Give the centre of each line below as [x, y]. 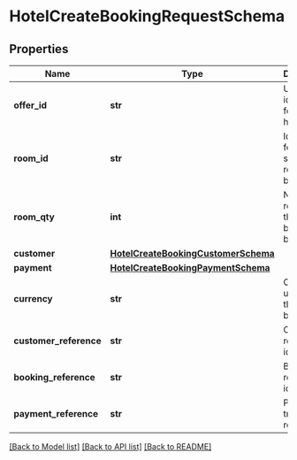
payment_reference [56, 414]
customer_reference [57, 341]
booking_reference [54, 377]
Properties [39, 49]
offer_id [30, 105]
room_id [31, 158]
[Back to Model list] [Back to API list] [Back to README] [110, 447]
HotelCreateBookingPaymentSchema [190, 268]
